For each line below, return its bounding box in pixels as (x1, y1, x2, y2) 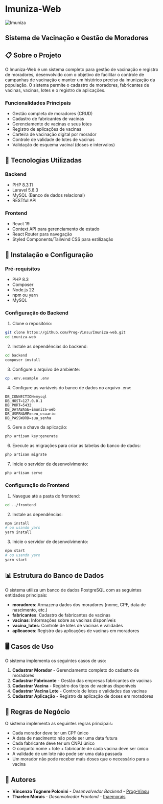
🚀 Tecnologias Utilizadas (5, 156, 82, 165)
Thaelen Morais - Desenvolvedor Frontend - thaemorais (12, 794, 126, 800)
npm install (5, 520, 29, 526)
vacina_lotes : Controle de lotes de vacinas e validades (12, 622, 123, 628)
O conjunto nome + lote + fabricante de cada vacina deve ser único (12, 746, 148, 752)
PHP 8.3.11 (12, 182, 33, 188)
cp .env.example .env (5, 376, 49, 380)
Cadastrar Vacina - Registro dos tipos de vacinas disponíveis (12, 683, 137, 689)
